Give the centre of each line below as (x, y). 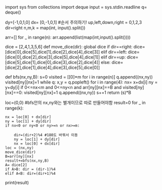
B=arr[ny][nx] (20, 156)
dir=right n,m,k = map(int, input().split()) (45, 28)
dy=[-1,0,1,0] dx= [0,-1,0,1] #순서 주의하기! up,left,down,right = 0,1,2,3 (73, 22)
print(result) (17, 182)
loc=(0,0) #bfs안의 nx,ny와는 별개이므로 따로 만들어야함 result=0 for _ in (75, 103)
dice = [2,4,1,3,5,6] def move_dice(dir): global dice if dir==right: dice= (75, 47)
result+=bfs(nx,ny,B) (27, 161)
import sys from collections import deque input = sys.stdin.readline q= (76, 7)
